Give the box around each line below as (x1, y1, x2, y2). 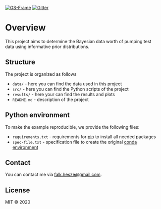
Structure (5, 58, 36, 66)
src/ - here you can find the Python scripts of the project (12, 86, 129, 92)
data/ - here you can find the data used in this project (12, 81, 122, 87)
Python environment (5, 111, 70, 119)
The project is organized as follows (5, 71, 77, 77)
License (5, 186, 30, 194)
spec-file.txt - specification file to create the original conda (12, 139, 137, 145)
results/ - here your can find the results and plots (12, 91, 115, 97)
